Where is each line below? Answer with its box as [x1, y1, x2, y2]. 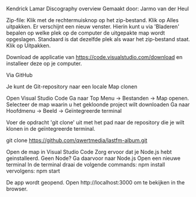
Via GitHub [6, 72, 33, 78]
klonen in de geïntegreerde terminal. [6, 125, 95, 132]
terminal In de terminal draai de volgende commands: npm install [6, 161, 166, 168]
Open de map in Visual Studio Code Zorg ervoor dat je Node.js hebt [6, 149, 172, 155]
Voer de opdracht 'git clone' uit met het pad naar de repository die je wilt [6, 119, 185, 126]
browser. [6, 185, 28, 192]
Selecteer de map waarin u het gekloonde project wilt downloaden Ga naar [6, 101, 190, 108]
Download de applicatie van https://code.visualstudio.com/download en [6, 54, 183, 60]
